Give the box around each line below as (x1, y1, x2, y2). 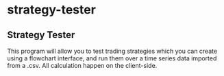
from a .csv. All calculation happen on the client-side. (7, 62, 158, 69)
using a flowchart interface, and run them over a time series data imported (7, 54, 217, 62)
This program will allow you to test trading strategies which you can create (7, 47, 218, 55)
